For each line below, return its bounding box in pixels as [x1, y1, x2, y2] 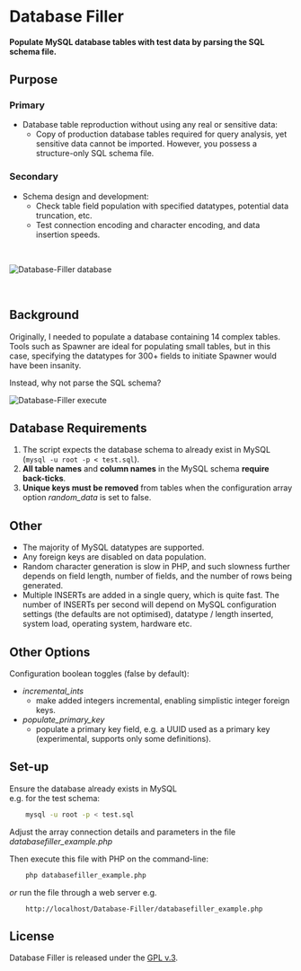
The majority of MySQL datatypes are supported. [22, 542, 205, 553]
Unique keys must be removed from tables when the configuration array [22, 482, 293, 493]
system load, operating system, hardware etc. [22, 618, 192, 630]
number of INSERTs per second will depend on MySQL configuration [22, 599, 277, 610]
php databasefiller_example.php [25, 870, 146, 879]
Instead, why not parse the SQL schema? [9, 377, 162, 388]
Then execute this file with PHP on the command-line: [9, 853, 209, 864]
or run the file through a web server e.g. [9, 887, 157, 897]
